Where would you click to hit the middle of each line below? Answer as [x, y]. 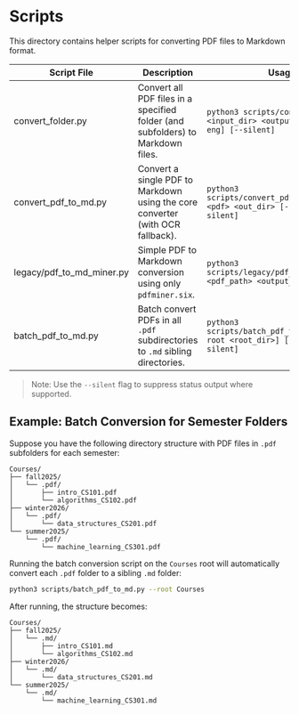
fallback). [157, 235]
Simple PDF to [167, 249]
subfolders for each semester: [65, 452]
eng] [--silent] [241, 130]
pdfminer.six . [166, 294]
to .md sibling [165, 351]
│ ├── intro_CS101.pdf [63, 492]
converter [158, 213]
